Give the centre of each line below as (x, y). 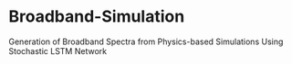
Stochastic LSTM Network (57, 50)
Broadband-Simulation (97, 17)
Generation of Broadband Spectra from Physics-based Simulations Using (146, 41)
